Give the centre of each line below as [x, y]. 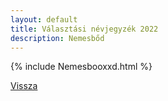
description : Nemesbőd [57, 38]
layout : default [44, 19]
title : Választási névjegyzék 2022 [84, 29]
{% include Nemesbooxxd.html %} [81, 67]
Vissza [24, 86]
